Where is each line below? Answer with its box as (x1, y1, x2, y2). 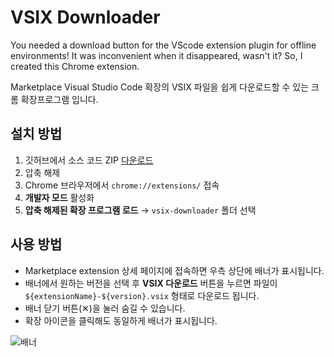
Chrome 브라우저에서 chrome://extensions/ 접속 (24, 179, 220, 191)
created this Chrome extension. (10, 60, 140, 72)
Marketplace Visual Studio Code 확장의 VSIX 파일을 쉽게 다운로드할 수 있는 (10, 81, 310, 93)
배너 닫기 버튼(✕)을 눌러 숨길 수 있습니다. (24, 302, 186, 314)
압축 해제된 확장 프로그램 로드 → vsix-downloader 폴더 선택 (24, 204, 257, 216)
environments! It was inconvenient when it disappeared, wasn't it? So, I (10, 49, 303, 61)
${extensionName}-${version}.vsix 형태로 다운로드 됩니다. (24, 289, 260, 301)
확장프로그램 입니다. (20, 93, 99, 105)
